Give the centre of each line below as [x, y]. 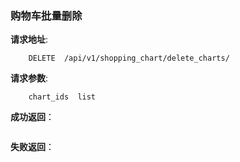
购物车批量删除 [46, 15]
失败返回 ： [32, 147]
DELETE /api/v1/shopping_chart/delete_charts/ [129, 58]
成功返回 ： [32, 117]
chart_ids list [62, 97]
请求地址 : [29, 39]
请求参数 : [29, 78]
